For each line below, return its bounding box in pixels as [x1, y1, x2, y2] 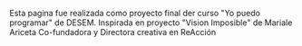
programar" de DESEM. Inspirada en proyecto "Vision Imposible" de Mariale [9, 17, 293, 28]
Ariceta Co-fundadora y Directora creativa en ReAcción [9, 27, 217, 37]
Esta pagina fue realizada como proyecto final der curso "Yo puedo [9, 8, 261, 18]
